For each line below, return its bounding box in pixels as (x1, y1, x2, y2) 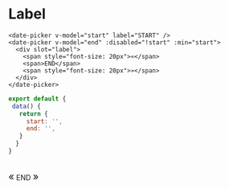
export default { (8, 94, 67, 103)
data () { (11, 102, 42, 110)
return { (18, 109, 48, 117)
